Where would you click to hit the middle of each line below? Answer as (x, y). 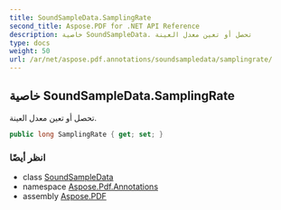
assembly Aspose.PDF (64, 196)
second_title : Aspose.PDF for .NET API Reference (105, 26)
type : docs (30, 43)
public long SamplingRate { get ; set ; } (87, 134)
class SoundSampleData (68, 177)
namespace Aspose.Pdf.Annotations (90, 187)
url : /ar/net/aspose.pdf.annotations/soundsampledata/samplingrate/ (141, 59)
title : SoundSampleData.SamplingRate (80, 18)
